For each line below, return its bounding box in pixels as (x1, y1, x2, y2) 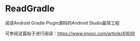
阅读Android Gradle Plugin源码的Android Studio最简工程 (5, 20, 120, 26)
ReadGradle (5, 3, 55, 14)
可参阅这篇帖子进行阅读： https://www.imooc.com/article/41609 (5, 30, 135, 36)
